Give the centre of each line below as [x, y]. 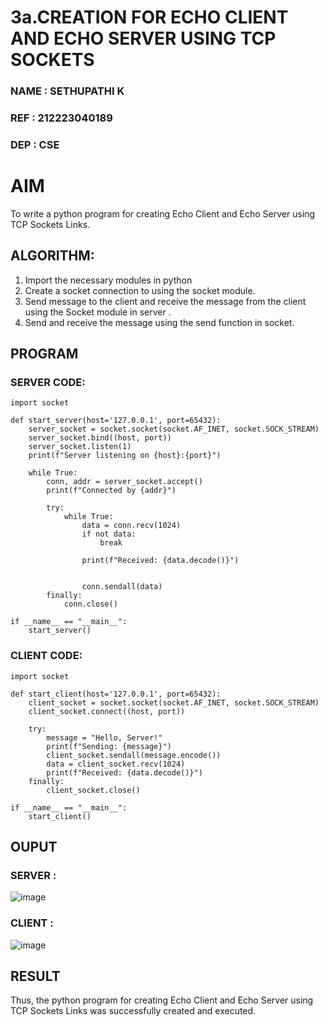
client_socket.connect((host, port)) [107, 711]
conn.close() [90, 604]
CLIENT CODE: [46, 656]
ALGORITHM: [52, 256]
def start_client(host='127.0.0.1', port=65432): [116, 694]
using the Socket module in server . [98, 312]
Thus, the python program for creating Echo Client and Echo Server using [162, 1000]
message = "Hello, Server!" [104, 737]
